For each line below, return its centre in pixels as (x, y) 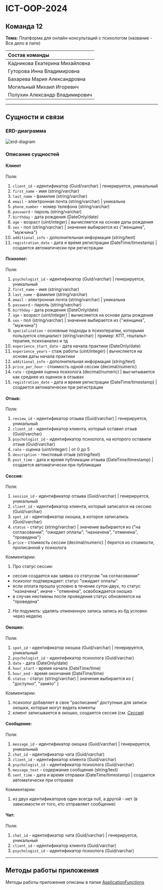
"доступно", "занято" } (36, 683)
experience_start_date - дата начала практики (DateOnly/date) (76, 346)
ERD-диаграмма (26, 131)
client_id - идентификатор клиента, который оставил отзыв (75, 429)
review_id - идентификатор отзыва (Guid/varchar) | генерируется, (80, 419)
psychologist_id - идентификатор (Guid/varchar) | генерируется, (79, 279)
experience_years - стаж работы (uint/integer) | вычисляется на (77, 351)
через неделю (27, 616)
